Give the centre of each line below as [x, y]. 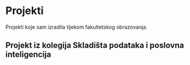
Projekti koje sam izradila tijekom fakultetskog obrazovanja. [77, 27]
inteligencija [28, 55]
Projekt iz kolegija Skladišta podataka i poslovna [95, 45]
